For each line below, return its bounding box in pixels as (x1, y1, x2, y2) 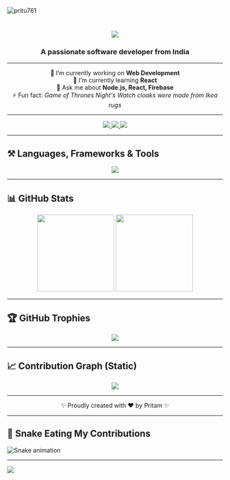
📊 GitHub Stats (7, 192, 74, 204)
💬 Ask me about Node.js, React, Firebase (56, 83, 174, 92)
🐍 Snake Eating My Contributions (7, 428, 151, 440)
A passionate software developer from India (40, 47, 190, 57)
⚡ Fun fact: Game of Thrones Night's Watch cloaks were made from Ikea (12, 91, 218, 99)
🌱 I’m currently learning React (73, 76, 157, 85)
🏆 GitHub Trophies (7, 312, 91, 324)
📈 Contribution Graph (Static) (7, 360, 137, 372)
